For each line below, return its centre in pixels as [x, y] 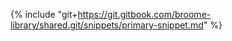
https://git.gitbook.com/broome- [144, 14]
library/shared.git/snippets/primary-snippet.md [107, 25]
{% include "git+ [44, 14]
